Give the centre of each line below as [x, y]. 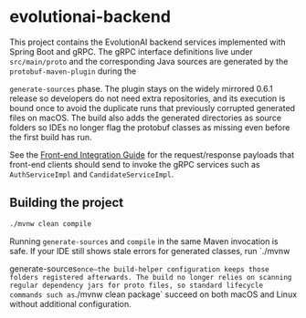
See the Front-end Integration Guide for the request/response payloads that [152, 154]
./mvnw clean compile [51, 224]
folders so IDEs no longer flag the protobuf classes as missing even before [150, 127]
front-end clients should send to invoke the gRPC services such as [135, 164]
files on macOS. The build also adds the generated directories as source [145, 118]
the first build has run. [51, 137]
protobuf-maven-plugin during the [73, 71]
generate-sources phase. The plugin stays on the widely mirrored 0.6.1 [142, 88]
